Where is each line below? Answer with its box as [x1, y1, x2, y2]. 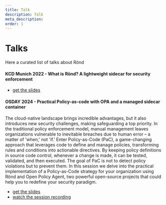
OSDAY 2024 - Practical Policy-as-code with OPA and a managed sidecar [5, 98, 161, 104]
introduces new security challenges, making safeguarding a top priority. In [5, 120, 158, 126]
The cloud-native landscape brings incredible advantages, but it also [5, 115, 147, 121]
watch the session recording [12, 193, 71, 200]
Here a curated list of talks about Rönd [5, 59, 84, 65]
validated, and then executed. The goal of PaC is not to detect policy [5, 157, 146, 163]
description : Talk [5, 12, 43, 17]
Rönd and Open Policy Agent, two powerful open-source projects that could [5, 173, 161, 179]
